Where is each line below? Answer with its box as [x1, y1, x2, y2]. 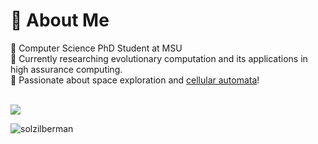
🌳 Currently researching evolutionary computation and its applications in [10, 52, 308, 64]
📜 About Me [10, 9, 110, 32]
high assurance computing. [10, 63, 123, 75]
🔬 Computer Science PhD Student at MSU [10, 42, 183, 54]
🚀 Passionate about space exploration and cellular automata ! [10, 74, 260, 86]
